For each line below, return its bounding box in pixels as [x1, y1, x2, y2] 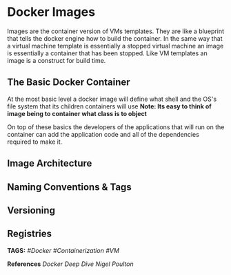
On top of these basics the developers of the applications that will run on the [7, 122, 225, 131]
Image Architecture [7, 158, 92, 169]
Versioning [7, 205, 55, 216]
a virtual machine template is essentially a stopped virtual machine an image [7, 41, 224, 50]
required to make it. [7, 137, 63, 146]
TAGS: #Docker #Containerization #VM [7, 246, 119, 254]
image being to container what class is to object [7, 109, 147, 117]
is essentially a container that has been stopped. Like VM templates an [7, 49, 208, 57]
